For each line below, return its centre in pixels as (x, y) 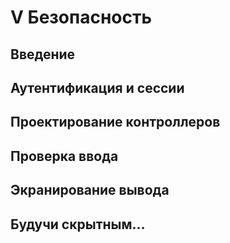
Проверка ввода (64, 156)
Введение (43, 54)
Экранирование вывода (90, 190)
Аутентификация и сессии (97, 87)
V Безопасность (81, 17)
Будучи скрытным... (78, 224)
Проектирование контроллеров (115, 122)
